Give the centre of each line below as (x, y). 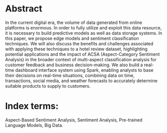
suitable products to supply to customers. (48, 86)
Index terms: (32, 106)
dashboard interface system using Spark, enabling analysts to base (84, 70)
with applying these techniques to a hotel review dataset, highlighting (77, 49)
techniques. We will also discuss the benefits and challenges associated (79, 43)
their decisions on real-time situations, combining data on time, (70, 75)
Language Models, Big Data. (34, 125)
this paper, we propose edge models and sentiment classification (72, 38)
